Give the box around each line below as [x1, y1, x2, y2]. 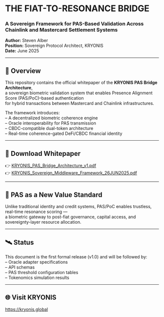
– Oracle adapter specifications [5, 259, 68, 265]
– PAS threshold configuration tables [5, 269, 79, 275]
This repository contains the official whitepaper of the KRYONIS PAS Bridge [5, 80, 158, 85]
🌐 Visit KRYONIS [5, 294, 57, 302]
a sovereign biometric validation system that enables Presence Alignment [5, 90, 153, 96]
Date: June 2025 [5, 48, 40, 54]
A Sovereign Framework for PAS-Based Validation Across [5, 21, 144, 27]
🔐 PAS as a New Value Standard [5, 190, 102, 199]
